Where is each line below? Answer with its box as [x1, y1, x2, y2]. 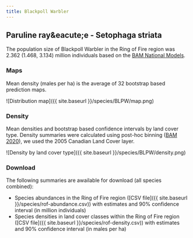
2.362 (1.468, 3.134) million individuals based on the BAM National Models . [6, 52, 185, 59]
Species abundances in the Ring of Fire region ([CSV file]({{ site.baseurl [14, 194, 188, 202]
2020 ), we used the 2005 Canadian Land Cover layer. [6, 138, 135, 145]
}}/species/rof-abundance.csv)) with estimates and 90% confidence [14, 201, 180, 208]
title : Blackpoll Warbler [6, 8, 69, 15]
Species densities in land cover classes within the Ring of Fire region [14, 213, 180, 220]
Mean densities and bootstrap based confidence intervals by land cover [6, 125, 179, 132]
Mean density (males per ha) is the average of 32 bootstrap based [6, 80, 166, 87]
